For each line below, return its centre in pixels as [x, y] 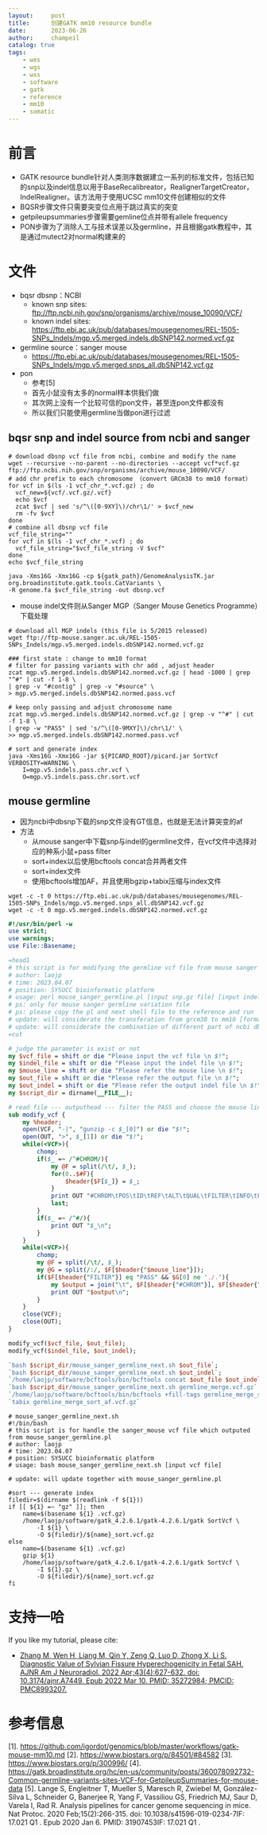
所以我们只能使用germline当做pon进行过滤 [101, 412]
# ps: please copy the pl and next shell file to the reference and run [131, 1012]
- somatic [39, 112]
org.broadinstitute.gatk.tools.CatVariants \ [85, 583]
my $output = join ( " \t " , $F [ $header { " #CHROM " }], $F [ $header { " [156, 1285]
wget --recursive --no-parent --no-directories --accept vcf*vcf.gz [124, 463]
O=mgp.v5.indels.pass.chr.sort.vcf [81, 777]
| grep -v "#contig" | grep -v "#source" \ [81, 686]
